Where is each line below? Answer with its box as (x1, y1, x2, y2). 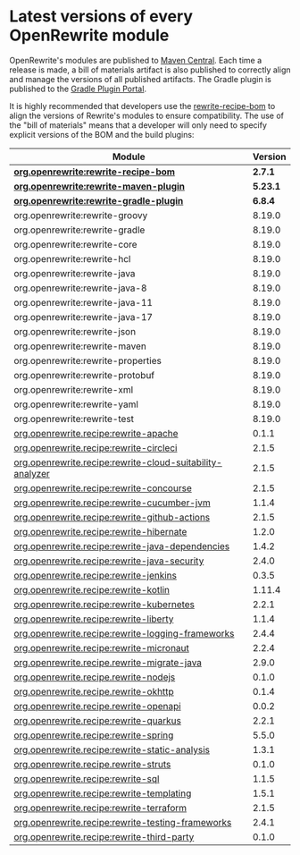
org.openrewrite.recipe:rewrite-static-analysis (13, 743, 211, 756)
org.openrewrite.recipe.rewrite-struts (13, 758, 171, 770)
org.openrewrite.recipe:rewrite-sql (13, 772, 160, 784)
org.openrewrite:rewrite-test (13, 412, 135, 425)
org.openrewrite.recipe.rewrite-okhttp (13, 685, 174, 698)
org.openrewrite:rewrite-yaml (13, 398, 138, 411)
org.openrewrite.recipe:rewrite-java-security (13, 554, 204, 567)
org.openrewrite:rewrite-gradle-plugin (13, 194, 184, 207)
